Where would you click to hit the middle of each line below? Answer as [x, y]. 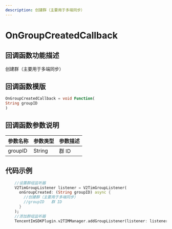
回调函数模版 [26, 87]
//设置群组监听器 [30, 183]
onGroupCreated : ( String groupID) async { [65, 193]
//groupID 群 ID [43, 202]
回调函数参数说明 [32, 125]
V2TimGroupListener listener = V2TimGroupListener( [71, 188]
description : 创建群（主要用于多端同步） [45, 10]
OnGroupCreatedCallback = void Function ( [50, 99]
